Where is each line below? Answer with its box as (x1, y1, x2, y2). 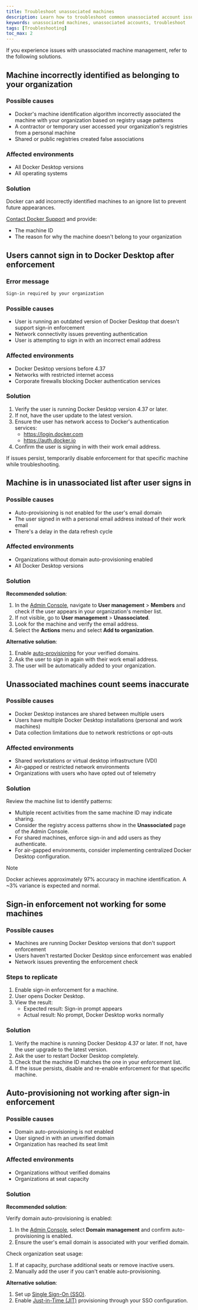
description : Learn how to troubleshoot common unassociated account (6, 14, 181, 20)
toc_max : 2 (6, 31, 33, 37)
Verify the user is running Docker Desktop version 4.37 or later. (14, 405, 168, 413)
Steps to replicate (6, 973, 58, 982)
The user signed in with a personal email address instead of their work (14, 515, 186, 522)
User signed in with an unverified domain (14, 1134, 115, 1141)
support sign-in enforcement (14, 324, 85, 331)
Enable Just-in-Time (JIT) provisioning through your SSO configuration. (14, 1296, 189, 1304)
